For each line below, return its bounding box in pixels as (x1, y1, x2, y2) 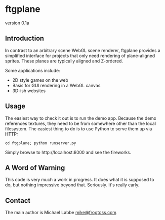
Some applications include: (5, 67, 60, 73)
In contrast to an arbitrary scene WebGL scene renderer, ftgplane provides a (5, 47, 161, 53)
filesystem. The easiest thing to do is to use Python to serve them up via (5, 125, 152, 132)
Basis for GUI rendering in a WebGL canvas (12, 82, 101, 88)
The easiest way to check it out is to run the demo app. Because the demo (5, 115, 157, 121)
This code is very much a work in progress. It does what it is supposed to (5, 177, 155, 183)
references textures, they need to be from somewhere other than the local (5, 120, 156, 126)
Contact (5, 196, 31, 205)
